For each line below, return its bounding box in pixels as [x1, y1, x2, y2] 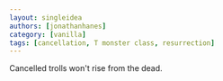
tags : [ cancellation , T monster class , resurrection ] [9, 38, 216, 48]
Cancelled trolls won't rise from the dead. [9, 63, 164, 74]
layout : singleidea [9, 13, 83, 22]
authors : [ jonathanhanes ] [9, 22, 106, 31]
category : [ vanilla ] [9, 30, 87, 39]
